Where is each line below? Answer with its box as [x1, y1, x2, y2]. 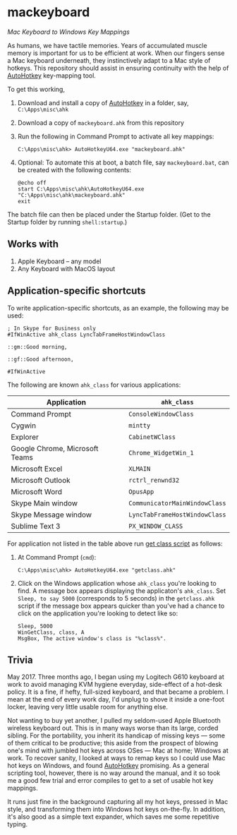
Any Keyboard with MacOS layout [17, 264, 116, 272]
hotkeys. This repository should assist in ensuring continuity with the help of [7, 64, 229, 72]
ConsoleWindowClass [128, 410, 194, 418]
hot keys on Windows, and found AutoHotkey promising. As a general [7, 762, 209, 770]
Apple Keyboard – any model [17, 257, 102, 265]
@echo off [17, 179, 47, 186]
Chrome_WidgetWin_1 [128, 449, 194, 457]
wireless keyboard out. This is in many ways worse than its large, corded [7, 724, 219, 733]
